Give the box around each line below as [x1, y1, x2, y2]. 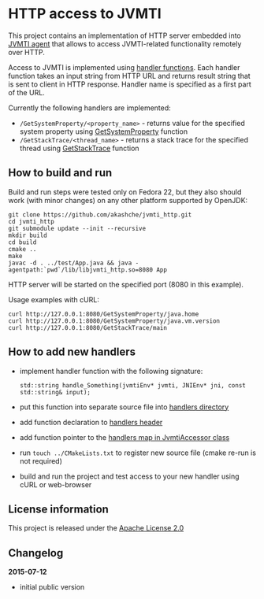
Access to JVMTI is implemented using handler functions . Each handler [8, 62, 240, 72]
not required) [19, 456, 63, 465]
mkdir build [8, 231, 47, 239]
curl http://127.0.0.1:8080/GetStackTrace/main [8, 324, 168, 331]
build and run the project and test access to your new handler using [19, 471, 240, 481]
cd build [8, 238, 37, 246]
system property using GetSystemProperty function [19, 127, 188, 136]
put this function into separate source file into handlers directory [19, 402, 229, 412]
